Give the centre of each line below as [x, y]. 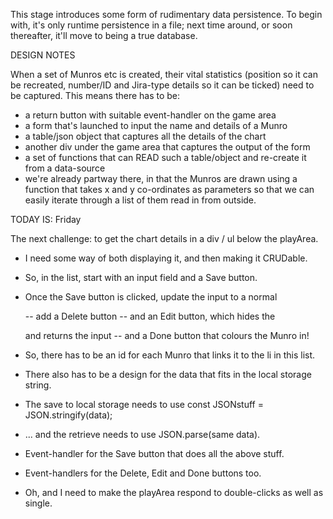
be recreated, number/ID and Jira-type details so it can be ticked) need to [162, 85]
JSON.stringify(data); [68, 415]
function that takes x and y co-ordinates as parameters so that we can [169, 189]
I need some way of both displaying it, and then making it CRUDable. [166, 258]
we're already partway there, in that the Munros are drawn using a [161, 178]
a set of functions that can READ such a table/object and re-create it [165, 157]
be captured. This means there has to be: [95, 95]
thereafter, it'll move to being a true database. [104, 35]
